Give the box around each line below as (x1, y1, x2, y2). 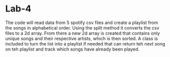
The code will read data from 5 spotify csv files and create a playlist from (5, 19, 158, 25)
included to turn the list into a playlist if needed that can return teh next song (5, 40, 165, 46)
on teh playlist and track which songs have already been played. (5, 46, 140, 52)
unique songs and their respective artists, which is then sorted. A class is (5, 35, 158, 41)
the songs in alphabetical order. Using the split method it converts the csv (5, 24, 160, 30)
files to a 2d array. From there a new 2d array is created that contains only (5, 30, 160, 36)
